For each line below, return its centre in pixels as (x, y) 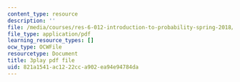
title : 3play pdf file (41, 61)
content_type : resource (43, 14)
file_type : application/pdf (49, 34)
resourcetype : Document (43, 54)
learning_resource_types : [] (51, 41)
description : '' (31, 21)
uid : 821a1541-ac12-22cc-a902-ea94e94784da (73, 67)
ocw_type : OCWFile (35, 47)
